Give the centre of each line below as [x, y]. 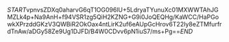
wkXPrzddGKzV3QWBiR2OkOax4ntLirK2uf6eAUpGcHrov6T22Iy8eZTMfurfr [114, 24]
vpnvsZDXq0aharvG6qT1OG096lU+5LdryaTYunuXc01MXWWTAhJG [122, 10]
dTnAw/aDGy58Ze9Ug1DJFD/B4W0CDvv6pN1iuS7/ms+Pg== [94, 31]
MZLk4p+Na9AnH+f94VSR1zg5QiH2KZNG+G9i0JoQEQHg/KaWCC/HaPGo [113, 17]
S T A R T [17, 10]
